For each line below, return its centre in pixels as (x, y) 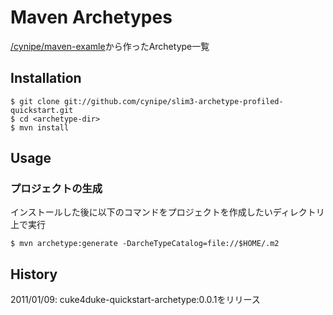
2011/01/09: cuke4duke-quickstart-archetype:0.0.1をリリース (135, 300)
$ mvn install (40, 127)
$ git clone (35, 101)
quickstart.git (42, 110)
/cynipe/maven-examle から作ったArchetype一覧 (110, 46)
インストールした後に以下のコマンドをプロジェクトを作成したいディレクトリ (167, 212)
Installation (46, 78)
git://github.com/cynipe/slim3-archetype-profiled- (173, 101)
